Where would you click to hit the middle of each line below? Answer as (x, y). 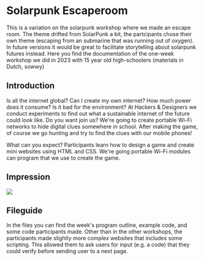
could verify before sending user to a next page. (67, 251)
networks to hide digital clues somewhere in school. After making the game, (102, 127)
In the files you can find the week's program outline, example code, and (97, 225)
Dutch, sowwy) (25, 66)
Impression (28, 177)
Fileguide (25, 211)
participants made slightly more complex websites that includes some (94, 238)
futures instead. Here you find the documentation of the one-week (90, 53)
